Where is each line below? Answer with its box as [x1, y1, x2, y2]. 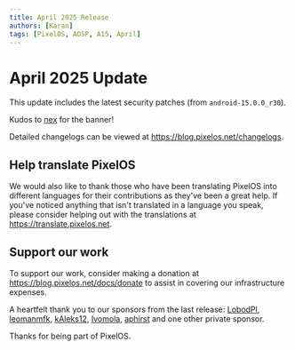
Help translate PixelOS [9, 157, 136, 172]
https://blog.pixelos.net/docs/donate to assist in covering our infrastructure [9, 277, 285, 288]
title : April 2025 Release [9, 12, 109, 22]
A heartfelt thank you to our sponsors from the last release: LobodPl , [9, 304, 260, 314]
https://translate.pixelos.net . [9, 219, 113, 229]
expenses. [9, 286, 47, 298]
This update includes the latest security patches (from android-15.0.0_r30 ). [9, 97, 286, 107]
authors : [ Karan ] [9, 21, 74, 30]
